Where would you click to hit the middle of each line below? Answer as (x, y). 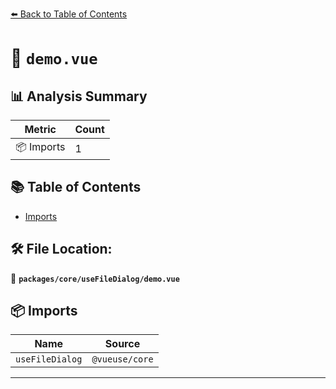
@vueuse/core (122, 359)
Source (122, 344)
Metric (40, 129)
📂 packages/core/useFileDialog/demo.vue (95, 278)
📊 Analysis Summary (79, 96)
